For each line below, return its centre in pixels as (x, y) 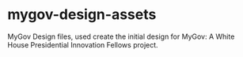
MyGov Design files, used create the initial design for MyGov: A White (121, 36)
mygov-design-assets (82, 15)
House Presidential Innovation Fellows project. (83, 44)
